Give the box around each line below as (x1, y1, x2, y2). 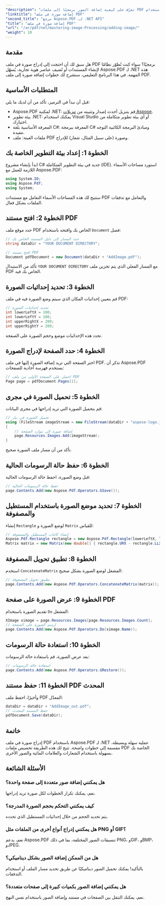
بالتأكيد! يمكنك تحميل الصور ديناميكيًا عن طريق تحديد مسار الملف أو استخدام (5, 865, 143, 872)
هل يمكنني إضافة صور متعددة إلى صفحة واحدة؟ (5, 779, 105, 786)
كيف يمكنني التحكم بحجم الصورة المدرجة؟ (5, 802, 94, 809)
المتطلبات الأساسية (5, 86, 58, 94)
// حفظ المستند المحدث (5, 708, 48, 713)
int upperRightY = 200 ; (5, 324, 54, 329)
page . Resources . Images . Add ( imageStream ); (14, 433, 100, 439)
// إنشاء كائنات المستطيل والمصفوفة (5, 532, 69, 537)
